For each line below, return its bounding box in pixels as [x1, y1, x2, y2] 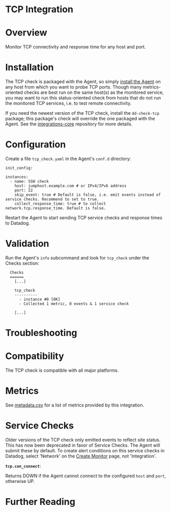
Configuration [5, 139, 66, 150]
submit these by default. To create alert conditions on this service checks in [5, 447, 165, 453]
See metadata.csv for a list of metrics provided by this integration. [5, 402, 144, 408]
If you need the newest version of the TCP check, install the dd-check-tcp [5, 110, 160, 116]
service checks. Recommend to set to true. [5, 197, 100, 202]
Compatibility [5, 350, 64, 362]
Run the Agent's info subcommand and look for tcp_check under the [5, 254, 150, 261]
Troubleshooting [5, 327, 78, 339]
